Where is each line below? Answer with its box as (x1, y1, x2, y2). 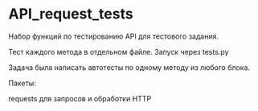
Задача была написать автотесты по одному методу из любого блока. (8, 62, 251, 72)
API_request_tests (8, 5, 134, 23)
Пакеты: (8, 78, 36, 88)
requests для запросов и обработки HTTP (8, 93, 152, 103)
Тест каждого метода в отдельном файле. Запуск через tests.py (8, 47, 229, 56)
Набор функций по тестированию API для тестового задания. (8, 31, 219, 41)
